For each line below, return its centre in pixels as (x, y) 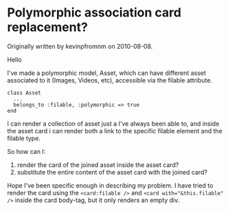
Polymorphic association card (94, 13)
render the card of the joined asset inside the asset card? (98, 165)
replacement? (47, 27)
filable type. (24, 138)
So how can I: (26, 151)
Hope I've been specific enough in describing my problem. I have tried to (110, 185)
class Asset (24, 93)
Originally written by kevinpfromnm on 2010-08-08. (80, 46)
